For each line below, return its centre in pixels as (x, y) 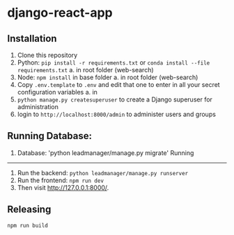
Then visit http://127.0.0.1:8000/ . (63, 187)
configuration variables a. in (57, 92)
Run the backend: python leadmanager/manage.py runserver (103, 172)
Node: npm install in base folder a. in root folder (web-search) (108, 77)
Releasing (29, 210)
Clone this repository (47, 55)
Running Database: (50, 136)
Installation (32, 39)
